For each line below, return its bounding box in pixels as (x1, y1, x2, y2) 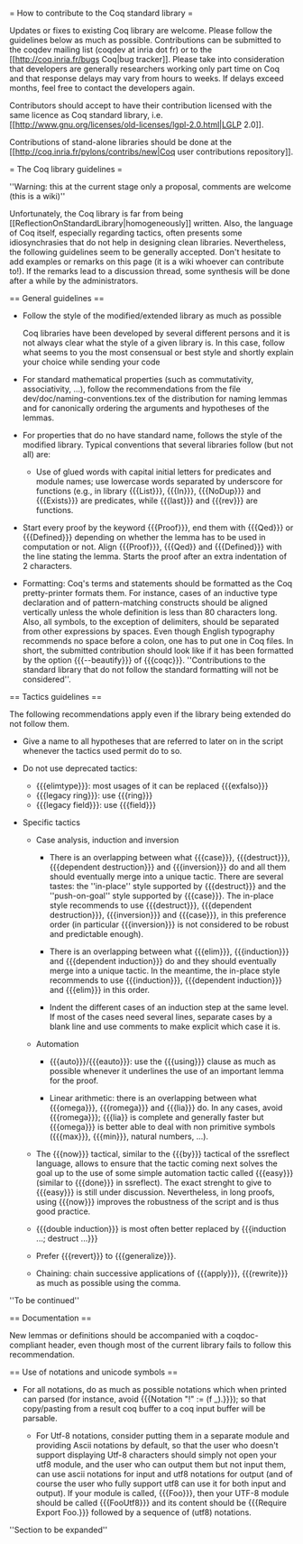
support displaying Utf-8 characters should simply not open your (35, 1449, 277, 1460)
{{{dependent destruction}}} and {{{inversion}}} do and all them (49, 861, 287, 872)
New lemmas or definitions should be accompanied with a (9, 1330, 225, 1340)
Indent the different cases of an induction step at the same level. (49, 1002, 289, 1013)
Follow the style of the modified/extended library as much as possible (22, 310, 282, 321)
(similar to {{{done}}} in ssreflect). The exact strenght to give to (35, 1177, 272, 1188)
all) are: (22, 449, 51, 459)
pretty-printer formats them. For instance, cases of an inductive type (22, 588, 278, 598)
